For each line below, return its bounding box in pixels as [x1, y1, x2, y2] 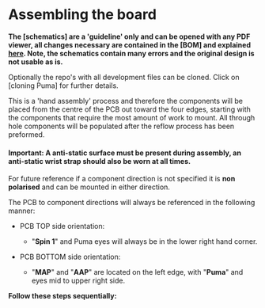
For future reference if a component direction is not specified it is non [8, 174, 236, 184]
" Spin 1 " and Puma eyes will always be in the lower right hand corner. [31, 237, 258, 246]
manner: [8, 206, 36, 215]
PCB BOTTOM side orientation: [19, 252, 121, 262]
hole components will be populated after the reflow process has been [8, 121, 235, 131]
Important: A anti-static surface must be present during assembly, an [8, 148, 241, 158]
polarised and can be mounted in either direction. [8, 182, 170, 192]
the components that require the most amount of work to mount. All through [8, 112, 256, 122]
